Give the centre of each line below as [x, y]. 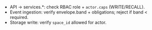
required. [19, 17]
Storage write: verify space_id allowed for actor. [58, 22]
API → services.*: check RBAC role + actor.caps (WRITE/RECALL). [77, 7]
